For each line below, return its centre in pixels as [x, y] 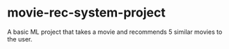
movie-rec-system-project [86, 13]
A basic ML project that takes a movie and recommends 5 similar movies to [115, 32]
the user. [20, 39]
